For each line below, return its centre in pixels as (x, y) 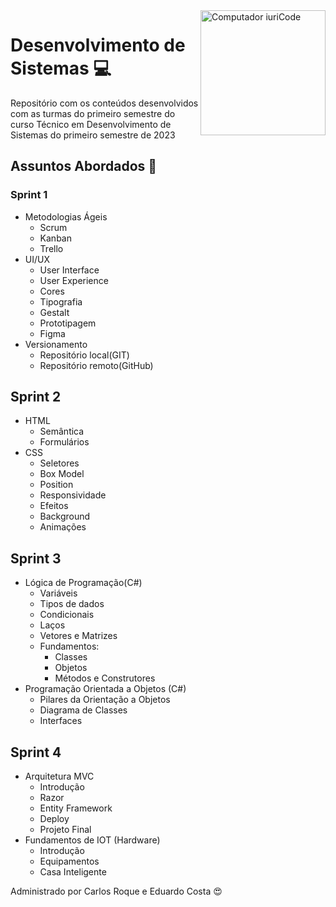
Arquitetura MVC (59, 776)
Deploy (54, 819)
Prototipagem (68, 323)
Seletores (59, 463)
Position (56, 485)
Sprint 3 (36, 558)
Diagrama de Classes (83, 710)
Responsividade (73, 495)
